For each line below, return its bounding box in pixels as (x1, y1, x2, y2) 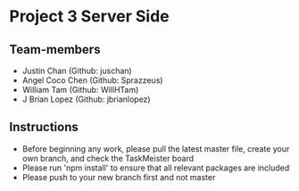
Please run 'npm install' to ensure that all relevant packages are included (21, 162, 290, 173)
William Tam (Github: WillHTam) (21, 85, 139, 95)
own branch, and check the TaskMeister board (21, 153, 195, 163)
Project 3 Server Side (9, 6, 170, 27)
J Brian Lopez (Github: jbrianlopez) (21, 94, 151, 104)
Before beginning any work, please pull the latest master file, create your (21, 143, 290, 154)
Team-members (9, 42, 101, 57)
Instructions (9, 120, 79, 135)
